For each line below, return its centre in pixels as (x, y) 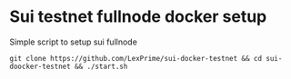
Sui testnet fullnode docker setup (138, 17)
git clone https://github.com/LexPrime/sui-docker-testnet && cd (135, 58)
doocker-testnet (40, 66)
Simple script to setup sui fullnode (74, 42)
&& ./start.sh (101, 66)
